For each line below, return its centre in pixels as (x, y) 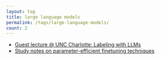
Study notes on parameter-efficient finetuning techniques (85, 51)
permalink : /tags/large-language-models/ (58, 22)
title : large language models (43, 17)
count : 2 (17, 28)
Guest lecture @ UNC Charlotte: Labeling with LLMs (78, 45)
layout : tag (21, 11)
